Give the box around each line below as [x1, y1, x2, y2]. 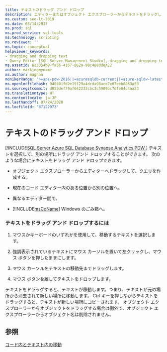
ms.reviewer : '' [5, 40, 39, 45]
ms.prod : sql [5, 26, 32, 31]
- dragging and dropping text [5, 53, 68, 59]
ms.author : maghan [5, 72, 43, 77]
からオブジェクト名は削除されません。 [35, 312, 114, 318]
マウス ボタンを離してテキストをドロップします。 [12, 276, 113, 282]
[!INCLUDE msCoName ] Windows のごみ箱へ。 [12, 206, 108, 212]
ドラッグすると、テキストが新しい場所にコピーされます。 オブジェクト [5, 299, 150, 305]
